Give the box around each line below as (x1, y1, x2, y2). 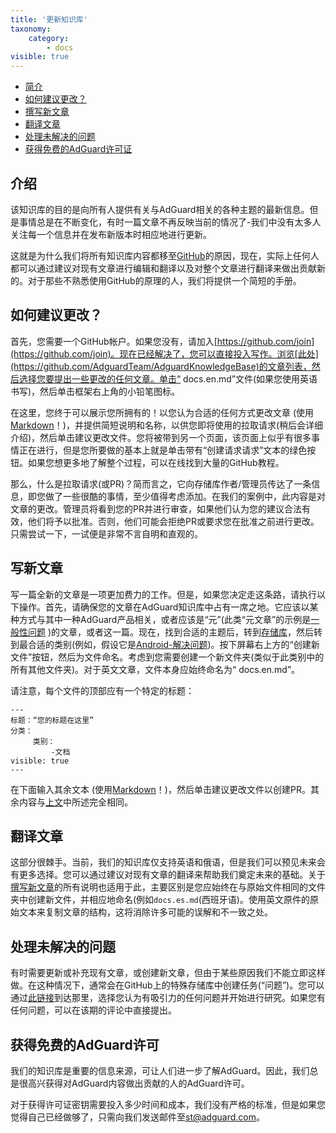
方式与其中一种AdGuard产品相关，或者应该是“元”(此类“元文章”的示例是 (18, 613, 312, 625)
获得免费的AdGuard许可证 (24, 143, 133, 155)
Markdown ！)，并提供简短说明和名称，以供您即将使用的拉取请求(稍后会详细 (10, 419, 324, 431)
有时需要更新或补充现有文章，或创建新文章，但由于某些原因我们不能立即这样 (10, 967, 326, 979)
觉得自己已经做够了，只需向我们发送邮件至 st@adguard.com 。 (10, 1111, 265, 1123)
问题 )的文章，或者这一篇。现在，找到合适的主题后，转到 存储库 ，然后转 (27, 626, 323, 638)
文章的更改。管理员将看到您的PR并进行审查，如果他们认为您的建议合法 (10, 502, 302, 515)
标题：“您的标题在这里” (10, 715, 95, 725)
